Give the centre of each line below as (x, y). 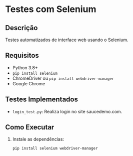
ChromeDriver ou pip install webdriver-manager (63, 78)
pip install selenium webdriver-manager (55, 148)
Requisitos (22, 55)
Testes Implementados (42, 100)
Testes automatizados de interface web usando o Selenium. (67, 40)
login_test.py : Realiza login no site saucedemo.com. (67, 111)
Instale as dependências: (38, 139)
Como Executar (30, 127)
